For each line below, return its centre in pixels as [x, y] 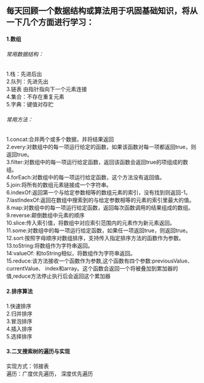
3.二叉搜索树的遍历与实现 [38, 351]
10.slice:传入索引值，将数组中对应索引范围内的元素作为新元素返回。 [91, 223]
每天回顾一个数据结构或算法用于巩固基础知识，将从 [102, 11]
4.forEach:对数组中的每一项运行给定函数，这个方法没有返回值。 [86, 178]
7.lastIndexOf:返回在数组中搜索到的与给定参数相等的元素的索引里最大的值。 [100, 200]
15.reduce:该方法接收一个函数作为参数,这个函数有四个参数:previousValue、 [100, 261]
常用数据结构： [25, 54]
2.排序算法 [20, 291]
